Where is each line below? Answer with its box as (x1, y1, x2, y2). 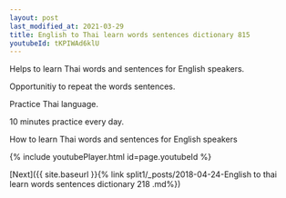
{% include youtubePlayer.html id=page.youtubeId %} (9, 152, 212, 163)
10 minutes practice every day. (9, 116, 125, 127)
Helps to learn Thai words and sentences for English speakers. (9, 64, 245, 74)
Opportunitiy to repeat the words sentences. (9, 81, 176, 92)
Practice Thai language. (9, 99, 98, 110)
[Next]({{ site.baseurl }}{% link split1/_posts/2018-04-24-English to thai (9, 169, 278, 180)
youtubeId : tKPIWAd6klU (9, 38, 100, 48)
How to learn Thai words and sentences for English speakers (9, 134, 239, 145)
